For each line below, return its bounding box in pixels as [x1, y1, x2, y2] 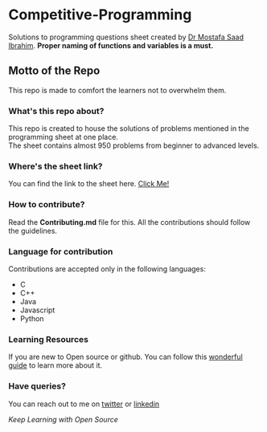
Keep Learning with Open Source [8, 414, 119, 424]
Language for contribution [8, 246, 113, 257]
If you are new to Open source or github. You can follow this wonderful [8, 352, 243, 362]
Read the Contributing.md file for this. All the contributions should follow [8, 217, 251, 226]
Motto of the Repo [8, 64, 101, 78]
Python [19, 313, 44, 323]
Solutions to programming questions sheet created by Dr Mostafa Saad [8, 32, 244, 42]
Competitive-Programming [8, 6, 192, 24]
